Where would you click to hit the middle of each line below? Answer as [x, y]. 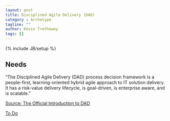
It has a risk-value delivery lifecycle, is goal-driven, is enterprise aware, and [85, 88]
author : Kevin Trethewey [32, 29]
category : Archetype [28, 19]
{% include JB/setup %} [31, 48]
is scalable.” [18, 93]
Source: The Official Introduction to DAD [48, 103]
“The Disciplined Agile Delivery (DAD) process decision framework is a [80, 77]
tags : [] [15, 34]
